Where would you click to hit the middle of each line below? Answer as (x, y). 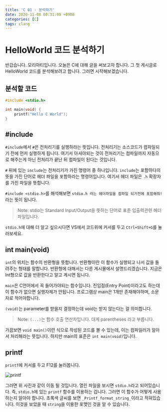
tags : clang (17, 24)
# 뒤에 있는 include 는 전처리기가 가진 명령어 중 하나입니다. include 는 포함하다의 (83, 170)
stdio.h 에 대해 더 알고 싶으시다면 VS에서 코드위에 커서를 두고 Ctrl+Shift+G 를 (81, 227)
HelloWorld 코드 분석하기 (55, 50)
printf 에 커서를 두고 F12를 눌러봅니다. (43, 365)
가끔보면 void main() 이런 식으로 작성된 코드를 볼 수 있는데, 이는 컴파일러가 (78, 330)
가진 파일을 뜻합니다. (30, 183)
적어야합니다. (27, 298)
